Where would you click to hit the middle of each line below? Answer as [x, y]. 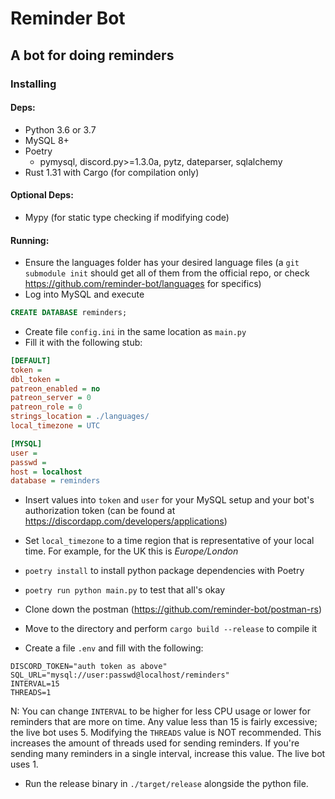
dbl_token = [35, 379]
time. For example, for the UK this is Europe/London [131, 551]
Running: [30, 240]
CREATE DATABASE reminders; [69, 313]
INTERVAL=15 [35, 684]
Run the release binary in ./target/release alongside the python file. [166, 784]
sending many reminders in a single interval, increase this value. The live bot [168, 754]
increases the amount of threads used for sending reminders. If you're [155, 743]
